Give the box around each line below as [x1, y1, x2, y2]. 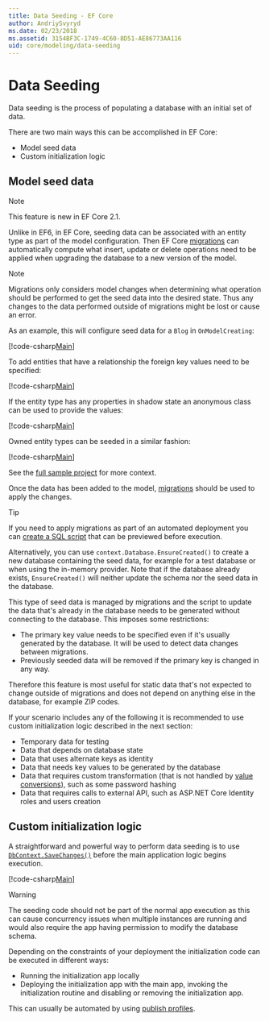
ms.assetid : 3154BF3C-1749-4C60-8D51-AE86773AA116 [8, 34, 182, 43]
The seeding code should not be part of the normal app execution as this [8, 905, 250, 915]
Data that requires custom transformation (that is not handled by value [19, 770, 254, 780]
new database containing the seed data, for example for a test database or [8, 555, 256, 565]
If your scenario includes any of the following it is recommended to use [8, 712, 244, 722]
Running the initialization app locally [19, 970, 140, 980]
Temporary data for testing [19, 737, 110, 746]
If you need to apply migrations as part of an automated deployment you [8, 523, 249, 533]
